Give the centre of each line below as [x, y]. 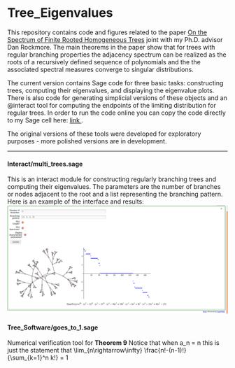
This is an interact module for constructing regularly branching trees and [112, 179]
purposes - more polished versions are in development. [87, 141]
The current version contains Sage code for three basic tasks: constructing [115, 83]
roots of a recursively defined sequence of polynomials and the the [104, 62]
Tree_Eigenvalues [60, 13]
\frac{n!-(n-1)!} [165, 351]
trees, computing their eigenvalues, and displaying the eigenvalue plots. [111, 90]
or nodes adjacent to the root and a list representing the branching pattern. [115, 194]
